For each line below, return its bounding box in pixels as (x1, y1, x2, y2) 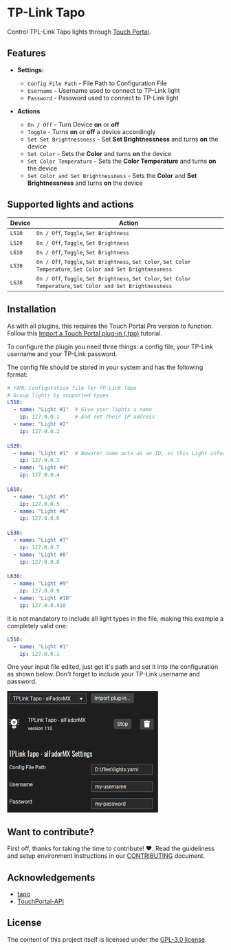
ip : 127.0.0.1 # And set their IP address (19, 414, 155, 421)
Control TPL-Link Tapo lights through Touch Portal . (7, 27, 151, 36)
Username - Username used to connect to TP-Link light (27, 86, 180, 94)
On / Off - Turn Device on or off (27, 120, 120, 129)
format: (7, 370, 28, 379)
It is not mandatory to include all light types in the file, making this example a (7, 614, 224, 623)
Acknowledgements (7, 872, 96, 883)
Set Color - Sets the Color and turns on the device (27, 149, 172, 157)
